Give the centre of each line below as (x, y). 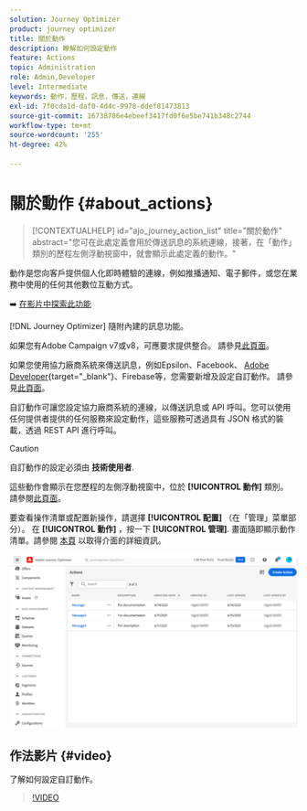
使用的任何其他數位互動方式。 (81, 284)
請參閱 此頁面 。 (37, 497)
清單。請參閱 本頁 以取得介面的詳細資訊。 (88, 540)
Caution (24, 448)
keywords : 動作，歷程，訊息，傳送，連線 (78, 96)
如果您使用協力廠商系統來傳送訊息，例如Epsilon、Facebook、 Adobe (139, 365)
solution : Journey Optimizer (65, 19)
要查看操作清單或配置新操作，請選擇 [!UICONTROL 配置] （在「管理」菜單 (149, 518)
